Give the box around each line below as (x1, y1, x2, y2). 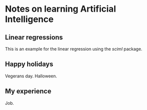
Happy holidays (5, 60, 53, 69)
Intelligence (5, 14, 54, 25)
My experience (5, 87, 52, 95)
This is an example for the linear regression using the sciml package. (5, 46, 143, 52)
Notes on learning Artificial (5, 3, 116, 15)
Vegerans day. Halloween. (5, 73, 57, 79)
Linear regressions (5, 33, 63, 41)
